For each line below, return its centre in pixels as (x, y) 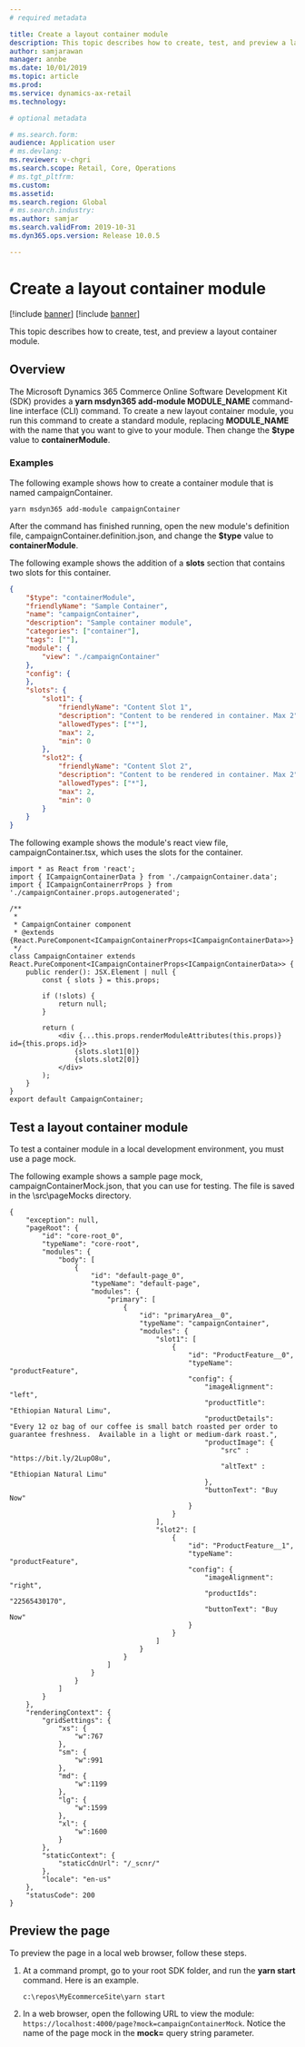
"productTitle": (235, 1402)
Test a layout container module (99, 1127)
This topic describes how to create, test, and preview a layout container (143, 331)
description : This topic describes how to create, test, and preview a (148, 43)
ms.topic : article (44, 77)
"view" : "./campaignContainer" (101, 656)
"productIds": (231, 1593)
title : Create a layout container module (89, 34)
